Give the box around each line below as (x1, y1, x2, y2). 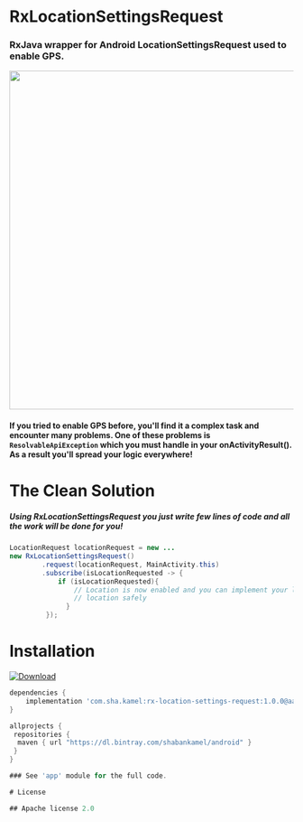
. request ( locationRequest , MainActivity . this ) (41, 560, 220, 569)
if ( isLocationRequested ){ (57, 576, 160, 586)
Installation (9, 641, 96, 661)
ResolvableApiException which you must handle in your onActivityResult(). (9, 440, 292, 451)
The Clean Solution (9, 481, 155, 501)
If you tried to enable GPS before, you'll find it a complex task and (9, 420, 260, 431)
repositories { (13, 730, 70, 739)
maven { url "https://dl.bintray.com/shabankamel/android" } (17, 738, 252, 747)
